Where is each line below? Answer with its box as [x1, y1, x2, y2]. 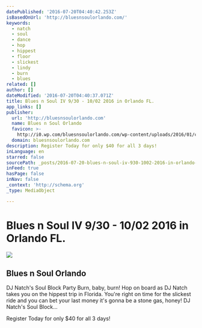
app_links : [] [6, 103, 42, 110]
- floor [11, 53, 31, 59]
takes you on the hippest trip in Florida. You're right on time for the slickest [6, 291, 191, 298]
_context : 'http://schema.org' [6, 182, 85, 188]
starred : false [6, 154, 44, 160]
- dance [11, 37, 31, 43]
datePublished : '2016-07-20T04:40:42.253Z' [6, 8, 117, 15]
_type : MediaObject [6, 187, 55, 193]
